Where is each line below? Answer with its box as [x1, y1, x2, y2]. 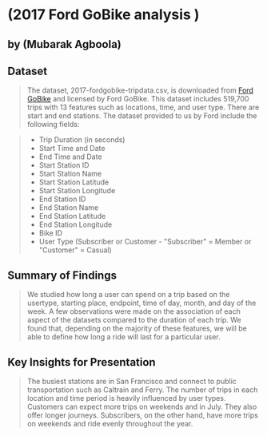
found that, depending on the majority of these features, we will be [26, 323, 247, 333]
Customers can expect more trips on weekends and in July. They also [26, 402, 257, 412]
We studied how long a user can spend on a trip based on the [26, 290, 230, 299]
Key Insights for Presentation [7, 355, 157, 369]
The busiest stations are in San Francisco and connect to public [26, 377, 237, 386]
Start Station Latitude [38, 177, 110, 187]
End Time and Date [38, 152, 102, 161]
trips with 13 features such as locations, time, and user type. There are [26, 102, 260, 113]
